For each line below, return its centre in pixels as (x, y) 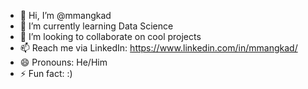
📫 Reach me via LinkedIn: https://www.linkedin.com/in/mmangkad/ (158, 48)
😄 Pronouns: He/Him (63, 62)
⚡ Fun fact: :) (46, 73)
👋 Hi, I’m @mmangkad (65, 15)
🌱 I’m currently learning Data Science (96, 26)
